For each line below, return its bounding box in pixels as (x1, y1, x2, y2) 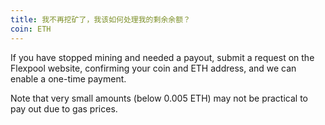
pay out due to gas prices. (10, 102, 118, 115)
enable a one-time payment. (10, 72, 127, 85)
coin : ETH (10, 24, 52, 34)
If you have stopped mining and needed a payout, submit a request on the (10, 51, 315, 63)
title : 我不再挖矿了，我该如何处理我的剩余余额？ (10, 14, 191, 25)
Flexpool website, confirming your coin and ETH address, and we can (10, 62, 297, 74)
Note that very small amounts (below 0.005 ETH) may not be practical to (10, 92, 308, 104)
